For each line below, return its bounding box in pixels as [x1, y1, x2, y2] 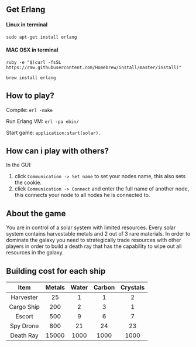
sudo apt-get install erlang [6, 34, 77, 40]
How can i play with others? [6, 146, 109, 156]
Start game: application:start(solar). [6, 129, 101, 136]
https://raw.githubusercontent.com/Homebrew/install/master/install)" [6, 64, 182, 70]
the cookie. [14, 179, 42, 186]
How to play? [6, 91, 54, 101]
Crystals [120, 284, 145, 292]
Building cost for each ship [6, 266, 106, 276]
